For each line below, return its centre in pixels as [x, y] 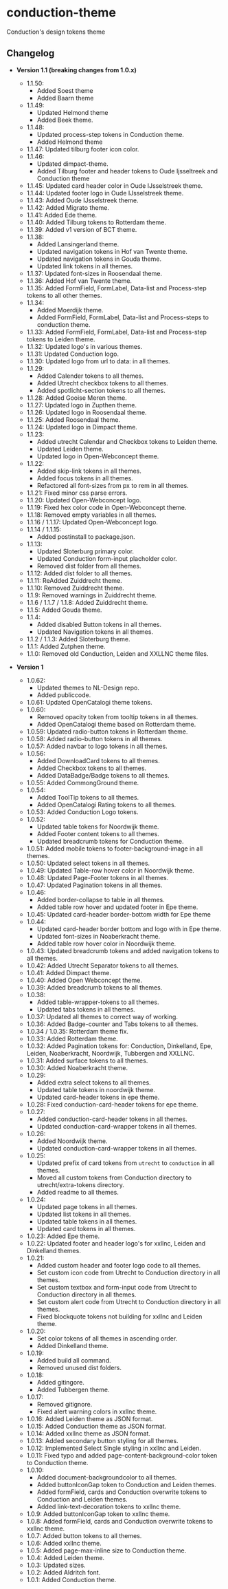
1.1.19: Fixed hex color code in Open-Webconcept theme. [106, 507]
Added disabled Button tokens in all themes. [99, 624]
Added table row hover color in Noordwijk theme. [106, 943]
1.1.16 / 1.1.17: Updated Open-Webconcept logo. [92, 522]
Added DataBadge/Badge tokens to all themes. [103, 775]
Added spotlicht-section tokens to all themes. [101, 390]
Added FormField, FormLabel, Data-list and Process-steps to [123, 317]
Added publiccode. [64, 695]
